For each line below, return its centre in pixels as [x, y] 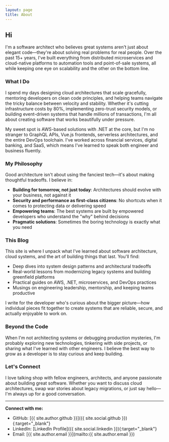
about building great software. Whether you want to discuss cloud [74, 383]
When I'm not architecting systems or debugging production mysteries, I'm [83, 338]
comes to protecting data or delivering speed [59, 206]
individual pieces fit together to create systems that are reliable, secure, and [84, 308]
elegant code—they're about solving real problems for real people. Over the [84, 52]
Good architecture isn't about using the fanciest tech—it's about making [80, 174]
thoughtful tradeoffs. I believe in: [39, 180]
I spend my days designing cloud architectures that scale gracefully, [76, 92]
